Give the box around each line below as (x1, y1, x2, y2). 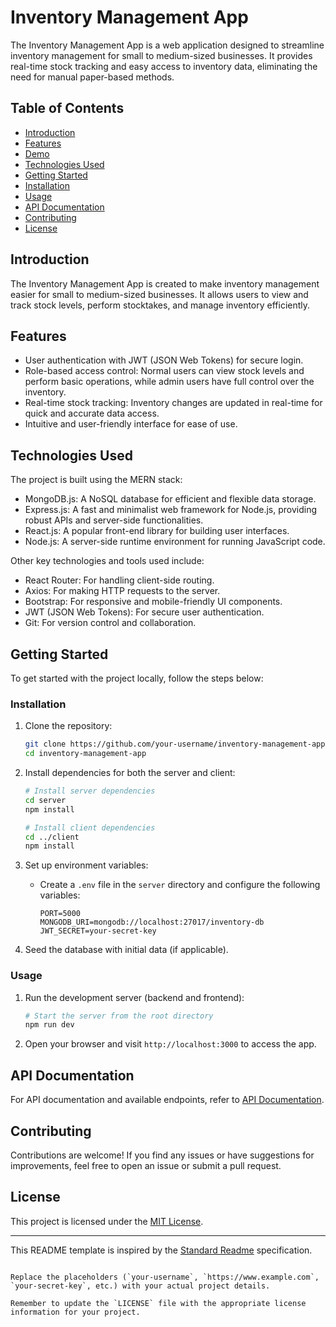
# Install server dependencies (24, 786, 156, 796)
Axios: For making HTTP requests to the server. (24, 585, 221, 597)
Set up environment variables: (24, 859, 149, 871)
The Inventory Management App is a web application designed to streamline (10, 39, 325, 51)
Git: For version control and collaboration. (24, 617, 197, 629)
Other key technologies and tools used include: (10, 555, 205, 567)
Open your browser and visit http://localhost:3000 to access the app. (24, 1038, 317, 1050)
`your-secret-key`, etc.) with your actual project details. (10, 1281, 271, 1291)
